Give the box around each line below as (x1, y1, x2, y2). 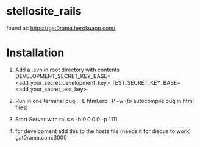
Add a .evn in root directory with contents (15, 66, 120, 73)
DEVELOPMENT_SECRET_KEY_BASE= (15, 72, 111, 80)
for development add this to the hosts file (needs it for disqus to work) (15, 127, 191, 135)
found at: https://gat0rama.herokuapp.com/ (6, 24, 116, 32)
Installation (6, 46, 65, 60)
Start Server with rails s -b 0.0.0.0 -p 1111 (15, 115, 118, 123)
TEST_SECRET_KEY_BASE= (112, 79, 181, 86)
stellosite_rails (6, 4, 82, 18)
